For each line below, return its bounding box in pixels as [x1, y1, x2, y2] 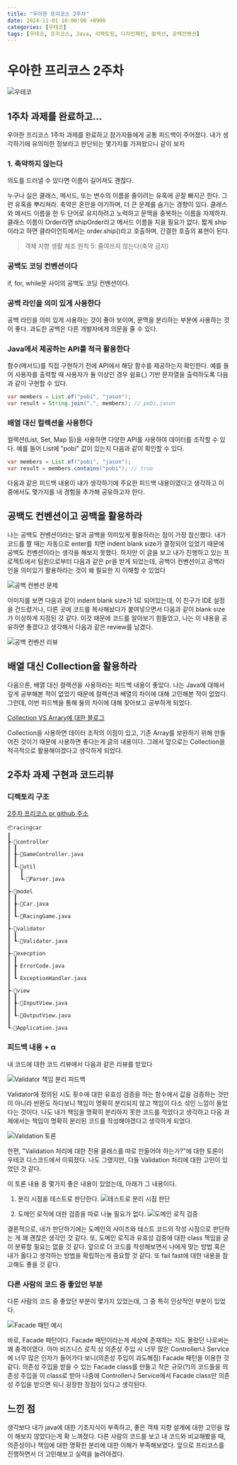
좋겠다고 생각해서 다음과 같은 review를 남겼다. [25, 622, 154, 631]
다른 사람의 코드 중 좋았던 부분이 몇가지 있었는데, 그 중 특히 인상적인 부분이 [7, 1296, 213, 1305]
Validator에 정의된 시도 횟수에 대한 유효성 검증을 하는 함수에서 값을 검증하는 [7, 1089, 216, 1099]
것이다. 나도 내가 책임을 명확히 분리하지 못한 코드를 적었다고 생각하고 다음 [20, 1107, 223, 1116]
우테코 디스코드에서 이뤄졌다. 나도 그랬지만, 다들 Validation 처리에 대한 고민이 [7, 1155, 221, 1164]
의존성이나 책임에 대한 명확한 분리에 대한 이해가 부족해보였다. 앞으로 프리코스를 [7, 1440, 225, 1449]
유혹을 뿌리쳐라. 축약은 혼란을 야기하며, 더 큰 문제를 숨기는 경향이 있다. [14, 200, 209, 209]
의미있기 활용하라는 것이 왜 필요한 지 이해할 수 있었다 [20, 566, 166, 574]
